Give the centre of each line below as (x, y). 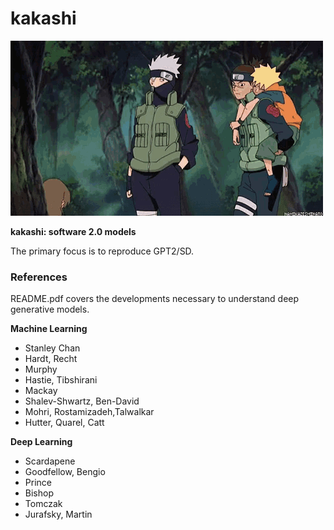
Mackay (41, 391)
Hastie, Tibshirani (61, 380)
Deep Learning (41, 442)
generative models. (50, 309)
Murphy (41, 369)
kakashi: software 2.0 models (73, 231)
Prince (38, 483)
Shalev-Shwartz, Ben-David (82, 401)
